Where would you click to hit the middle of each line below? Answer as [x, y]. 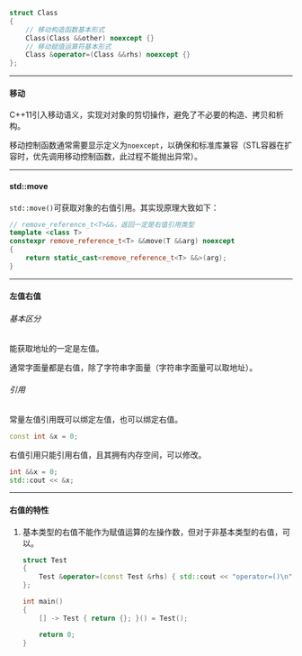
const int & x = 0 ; [44, 436]
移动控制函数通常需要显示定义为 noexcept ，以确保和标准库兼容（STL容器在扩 [151, 145]
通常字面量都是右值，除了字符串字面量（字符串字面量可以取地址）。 [133, 367]
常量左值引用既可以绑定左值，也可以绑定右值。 [96, 419]
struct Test [44, 560]
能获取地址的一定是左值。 [57, 348]
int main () [43, 602]
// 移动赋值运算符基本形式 [68, 46]
